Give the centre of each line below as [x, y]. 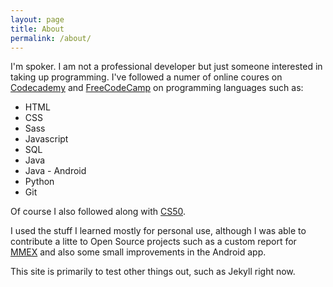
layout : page [37, 19]
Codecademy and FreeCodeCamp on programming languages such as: [157, 88]
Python [39, 182]
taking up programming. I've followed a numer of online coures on [146, 77]
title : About [37, 29]
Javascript [46, 139]
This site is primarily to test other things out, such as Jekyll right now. [153, 272]
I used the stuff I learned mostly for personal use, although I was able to [158, 231]
